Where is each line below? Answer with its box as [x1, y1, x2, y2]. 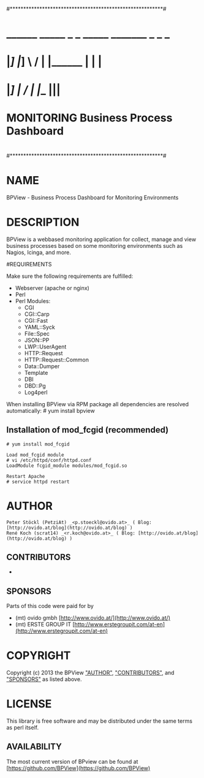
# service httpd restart [6, 479, 70, 485]
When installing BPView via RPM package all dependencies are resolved [6, 400, 189, 407]
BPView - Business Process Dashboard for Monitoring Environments [6, 193, 179, 201]
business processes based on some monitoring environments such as [6, 242, 183, 249]
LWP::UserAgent [24, 343, 67, 350]
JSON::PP [24, 336, 50, 344]
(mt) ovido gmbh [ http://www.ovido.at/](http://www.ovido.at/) [15, 614, 170, 622]
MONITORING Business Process [6, 110, 173, 125]
